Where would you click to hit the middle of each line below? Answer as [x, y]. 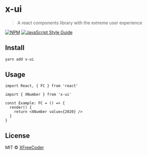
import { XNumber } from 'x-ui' [38, 95]
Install [15, 48]
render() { [21, 108]
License [18, 136]
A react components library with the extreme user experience [80, 23]
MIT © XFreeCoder [25, 148]
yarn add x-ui [20, 59]
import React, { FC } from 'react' [42, 86]
